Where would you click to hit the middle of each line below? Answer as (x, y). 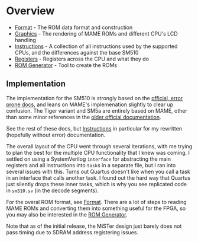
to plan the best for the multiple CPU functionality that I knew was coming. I (98, 152)
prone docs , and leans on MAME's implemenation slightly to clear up (90, 104)
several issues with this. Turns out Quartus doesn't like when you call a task (98, 171)
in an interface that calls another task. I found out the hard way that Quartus (98, 178)
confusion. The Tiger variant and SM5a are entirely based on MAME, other (97, 110)
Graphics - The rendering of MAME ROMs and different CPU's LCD (96, 33)
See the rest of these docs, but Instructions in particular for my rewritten (94, 128)
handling (25, 40)
